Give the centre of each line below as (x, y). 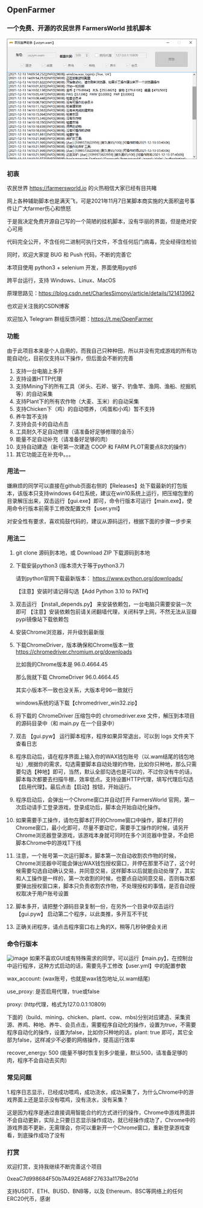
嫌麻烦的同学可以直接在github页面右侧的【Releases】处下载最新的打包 (95, 485)
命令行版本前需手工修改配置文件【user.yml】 (67, 508)
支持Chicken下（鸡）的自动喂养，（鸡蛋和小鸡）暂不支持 (85, 409)
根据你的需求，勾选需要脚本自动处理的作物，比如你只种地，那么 (107, 764)
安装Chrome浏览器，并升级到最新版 (60, 632)
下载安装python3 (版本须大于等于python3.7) (70, 566)
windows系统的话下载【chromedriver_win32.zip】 (78, 703)
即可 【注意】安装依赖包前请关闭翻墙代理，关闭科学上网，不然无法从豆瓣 (106, 612)
